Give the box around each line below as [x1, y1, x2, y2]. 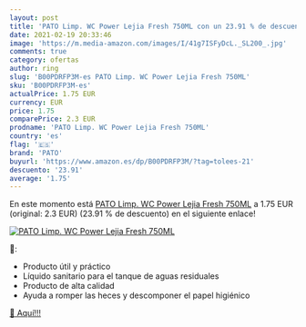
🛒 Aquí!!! [9, 308, 42, 319]
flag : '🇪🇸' [9, 140, 55, 149]
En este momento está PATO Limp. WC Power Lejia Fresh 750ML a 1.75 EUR [9, 199, 294, 210]
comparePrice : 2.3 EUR [9, 114, 96, 124]
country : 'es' [9, 132, 64, 141]
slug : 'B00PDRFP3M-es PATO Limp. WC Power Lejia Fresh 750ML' [9, 73, 250, 82]
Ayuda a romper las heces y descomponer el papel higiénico [22, 290, 250, 301]
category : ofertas [9, 55, 79, 64]
